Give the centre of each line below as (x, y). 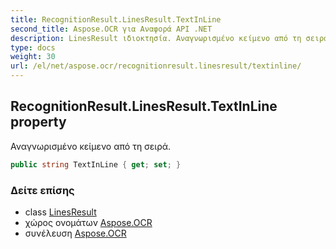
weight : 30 (33, 57)
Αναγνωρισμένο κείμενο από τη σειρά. (91, 146)
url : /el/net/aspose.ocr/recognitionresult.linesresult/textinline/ (156, 66)
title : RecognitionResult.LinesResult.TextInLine (116, 19)
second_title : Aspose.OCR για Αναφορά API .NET (111, 29)
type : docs (33, 47)
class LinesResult (60, 212)
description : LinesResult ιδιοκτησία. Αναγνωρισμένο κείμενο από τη (156, 38)
